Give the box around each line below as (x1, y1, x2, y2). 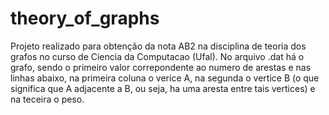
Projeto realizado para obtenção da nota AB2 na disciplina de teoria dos (10, 40, 307, 52)
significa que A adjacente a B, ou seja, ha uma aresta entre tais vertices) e (10, 82, 316, 94)
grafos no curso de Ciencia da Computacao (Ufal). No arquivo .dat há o (10, 50, 305, 62)
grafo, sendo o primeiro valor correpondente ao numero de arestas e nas (10, 61, 312, 73)
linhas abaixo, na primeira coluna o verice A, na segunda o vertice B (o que (10, 72, 320, 84)
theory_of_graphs (10, 7, 160, 30)
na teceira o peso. (10, 93, 85, 105)
